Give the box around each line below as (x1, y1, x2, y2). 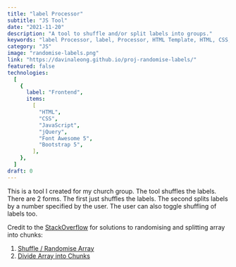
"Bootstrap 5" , (38, 142, 83, 149)
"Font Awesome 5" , (38, 135, 93, 142)
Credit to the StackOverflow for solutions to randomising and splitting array (7, 223, 225, 231)
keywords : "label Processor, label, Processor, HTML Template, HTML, (7, 37, 216, 44)
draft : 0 (7, 167, 33, 175)
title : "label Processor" (7, 10, 83, 18)
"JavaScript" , (38, 121, 80, 129)
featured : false (7, 63, 55, 70)
